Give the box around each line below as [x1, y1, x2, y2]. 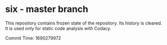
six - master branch [5, 3, 89, 15]
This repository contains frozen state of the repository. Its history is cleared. [5, 20, 162, 26]
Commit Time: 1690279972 [5, 35, 61, 41]
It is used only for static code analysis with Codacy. [5, 25, 111, 31]
